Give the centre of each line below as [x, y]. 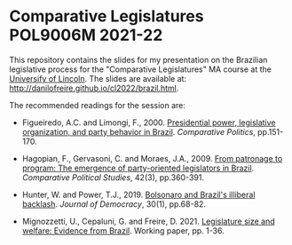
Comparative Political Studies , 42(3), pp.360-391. [113, 177]
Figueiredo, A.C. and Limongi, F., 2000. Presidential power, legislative [149, 122]
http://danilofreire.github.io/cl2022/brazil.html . [94, 88]
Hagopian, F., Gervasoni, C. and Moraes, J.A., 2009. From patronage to [152, 158]
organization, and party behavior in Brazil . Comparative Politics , [138, 131]
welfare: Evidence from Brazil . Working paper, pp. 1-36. [123, 230]
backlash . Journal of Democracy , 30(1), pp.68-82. [114, 204]
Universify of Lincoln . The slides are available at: [98, 78]
